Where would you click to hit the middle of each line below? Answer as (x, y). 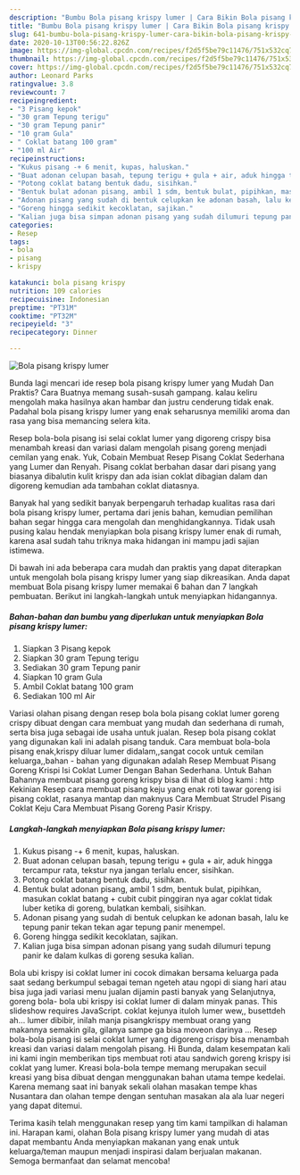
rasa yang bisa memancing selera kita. (80, 421)
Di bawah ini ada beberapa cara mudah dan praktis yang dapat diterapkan (146, 567)
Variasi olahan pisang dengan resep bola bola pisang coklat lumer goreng (144, 713)
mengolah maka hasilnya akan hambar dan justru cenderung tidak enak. (142, 402)
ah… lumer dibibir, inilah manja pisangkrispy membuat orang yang (130, 1020)
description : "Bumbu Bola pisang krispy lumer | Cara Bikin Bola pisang (147, 17)
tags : (19, 242)
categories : (31, 225)
